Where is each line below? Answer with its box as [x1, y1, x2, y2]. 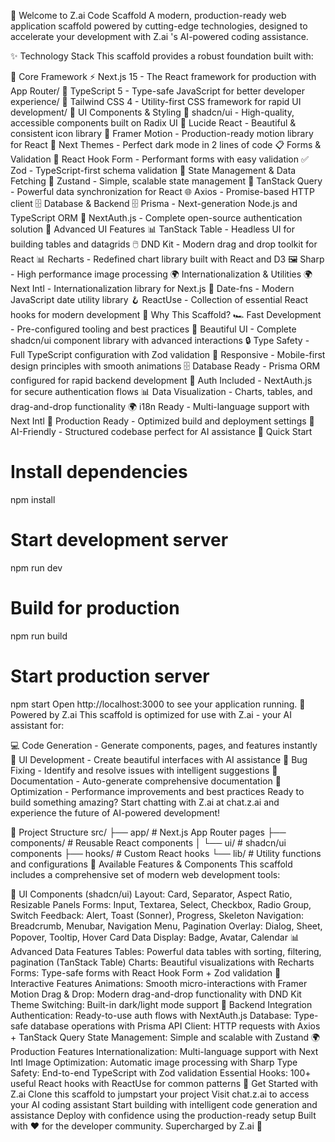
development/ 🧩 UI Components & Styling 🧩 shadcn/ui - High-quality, [10, 106, 295, 118]
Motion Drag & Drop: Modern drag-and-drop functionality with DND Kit [10, 988, 302, 1000]
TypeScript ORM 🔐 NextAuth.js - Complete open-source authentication [10, 212, 303, 224]
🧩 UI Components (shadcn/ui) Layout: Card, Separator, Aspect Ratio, [10, 888, 293, 900]
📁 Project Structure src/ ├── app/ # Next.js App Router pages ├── [10, 826, 287, 838]
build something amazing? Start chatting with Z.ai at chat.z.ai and [10, 796, 280, 808]
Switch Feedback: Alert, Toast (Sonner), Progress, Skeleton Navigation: [10, 909, 304, 921]
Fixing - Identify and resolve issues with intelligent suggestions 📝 [10, 764, 278, 776]
